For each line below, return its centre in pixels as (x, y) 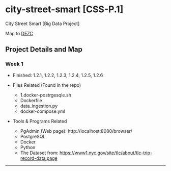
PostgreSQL (33, 136)
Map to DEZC (19, 33)
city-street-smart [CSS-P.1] (64, 9)
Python (28, 147)
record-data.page (39, 158)
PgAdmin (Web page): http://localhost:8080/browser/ (76, 131)
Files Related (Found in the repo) (47, 85)
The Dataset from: (39, 153)
